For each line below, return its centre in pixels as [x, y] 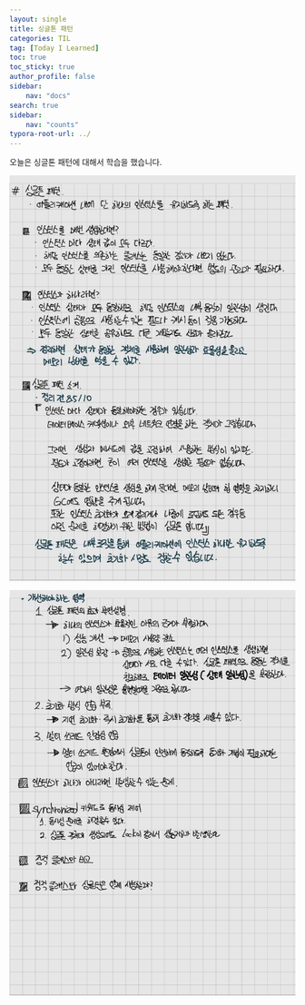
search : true [34, 105]
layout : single [38, 19]
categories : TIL [40, 38]
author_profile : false [52, 77]
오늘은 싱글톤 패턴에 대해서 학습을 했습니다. [86, 163]
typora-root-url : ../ [50, 134]
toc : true [28, 58]
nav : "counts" [52, 124]
